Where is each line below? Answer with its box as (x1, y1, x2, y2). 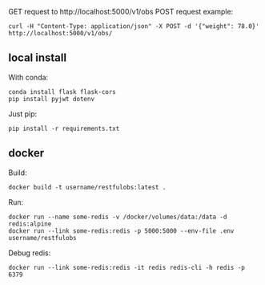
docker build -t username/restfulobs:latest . (8, 183, 167, 191)
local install (8, 51, 66, 65)
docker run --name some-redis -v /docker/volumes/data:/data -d (8, 213, 227, 221)
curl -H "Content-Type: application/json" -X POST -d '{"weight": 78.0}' (8, 22, 260, 31)
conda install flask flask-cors (8, 88, 116, 96)
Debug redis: (8, 248, 51, 258)
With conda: (8, 72, 49, 82)
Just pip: (8, 108, 38, 119)
